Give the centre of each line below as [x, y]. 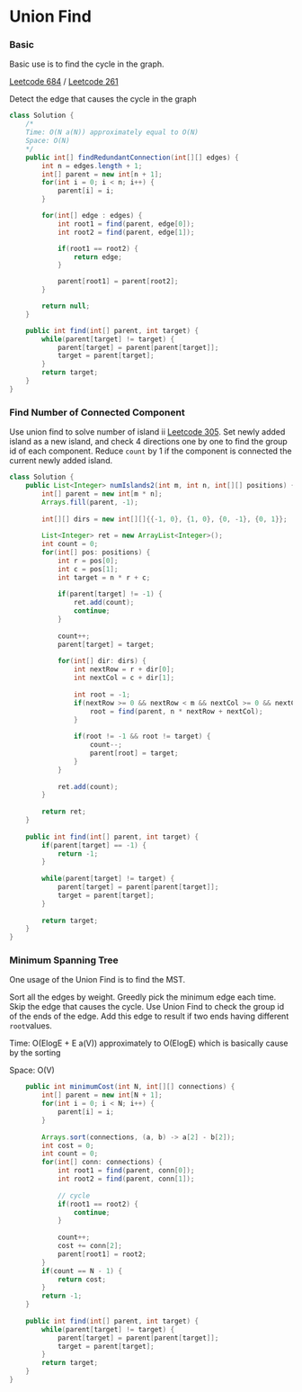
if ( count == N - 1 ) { [82, 1271]
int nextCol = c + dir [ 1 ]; [124, 678]
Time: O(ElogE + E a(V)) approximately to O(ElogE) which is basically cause [149, 1043]
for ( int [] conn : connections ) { [102, 1163]
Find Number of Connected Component [98, 412]
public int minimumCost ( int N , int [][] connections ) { [130, 1087]
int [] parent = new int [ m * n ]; [102, 494]
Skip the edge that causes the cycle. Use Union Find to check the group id [147, 1007]
